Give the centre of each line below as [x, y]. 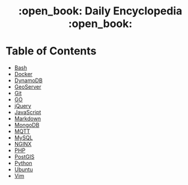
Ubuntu [24, 169]
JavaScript [28, 113]
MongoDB [27, 125]
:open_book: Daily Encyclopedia [100, 11]
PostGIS [24, 157]
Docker [23, 74]
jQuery [23, 106]
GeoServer [28, 87]
